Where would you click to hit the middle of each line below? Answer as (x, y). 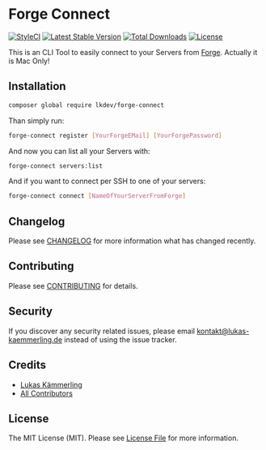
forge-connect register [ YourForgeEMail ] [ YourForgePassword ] (115, 135)
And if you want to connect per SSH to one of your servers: (107, 181)
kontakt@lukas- (223, 331)
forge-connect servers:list (56, 166)
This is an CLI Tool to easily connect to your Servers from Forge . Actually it (133, 52)
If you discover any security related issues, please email (102, 331)
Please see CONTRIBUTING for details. (74, 285)
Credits (27, 365)
